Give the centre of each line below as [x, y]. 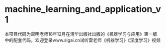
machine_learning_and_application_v [83, 9]
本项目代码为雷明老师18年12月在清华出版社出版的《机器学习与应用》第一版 [81, 34]
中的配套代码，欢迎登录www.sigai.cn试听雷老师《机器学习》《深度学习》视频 [83, 40]
